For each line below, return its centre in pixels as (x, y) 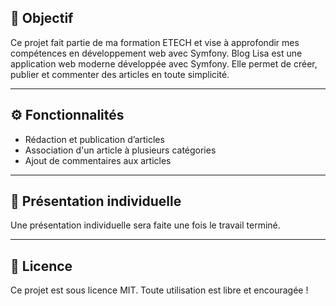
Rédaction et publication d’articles (94, 139)
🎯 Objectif (42, 18)
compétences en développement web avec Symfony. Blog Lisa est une (156, 53)
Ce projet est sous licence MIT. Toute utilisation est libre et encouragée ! (159, 290)
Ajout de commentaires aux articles (98, 160)
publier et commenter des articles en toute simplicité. (120, 74)
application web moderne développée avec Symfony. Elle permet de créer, (164, 63)
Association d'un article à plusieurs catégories (120, 150)
